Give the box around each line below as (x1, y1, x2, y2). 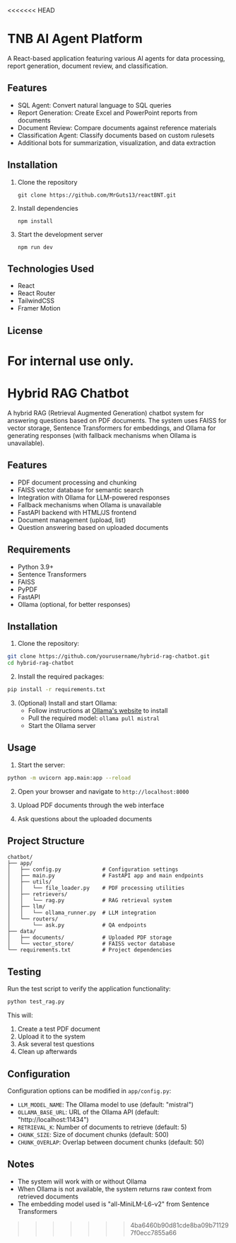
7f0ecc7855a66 (130, 1228, 177, 1237)
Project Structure (7, 835, 85, 848)
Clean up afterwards (17, 1047, 78, 1056)
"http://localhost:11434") (17, 1115, 90, 1123)
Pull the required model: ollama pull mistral (28, 714, 160, 722)
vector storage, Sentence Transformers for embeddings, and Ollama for (7, 424, 216, 432)
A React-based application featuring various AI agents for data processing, (7, 54, 225, 62)
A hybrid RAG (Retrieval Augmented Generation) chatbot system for (7, 408, 204, 417)
